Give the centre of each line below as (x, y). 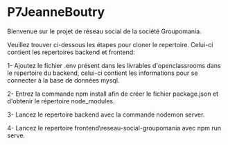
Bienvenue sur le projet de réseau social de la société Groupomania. (105, 31)
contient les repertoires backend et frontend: (71, 52)
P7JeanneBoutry (56, 12)
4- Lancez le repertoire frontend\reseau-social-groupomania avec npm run (114, 128)
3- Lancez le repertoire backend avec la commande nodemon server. (106, 114)
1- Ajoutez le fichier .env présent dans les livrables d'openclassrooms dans (114, 65)
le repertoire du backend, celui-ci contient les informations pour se (103, 73)
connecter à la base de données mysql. (63, 80)
